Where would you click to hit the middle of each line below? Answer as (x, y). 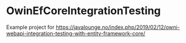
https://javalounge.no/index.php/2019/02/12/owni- (118, 27)
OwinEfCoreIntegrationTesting (84, 11)
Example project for (31, 27)
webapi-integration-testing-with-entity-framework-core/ (76, 33)
